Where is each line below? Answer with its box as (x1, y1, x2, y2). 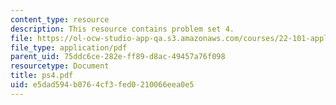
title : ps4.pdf (10, 71, 74, 81)
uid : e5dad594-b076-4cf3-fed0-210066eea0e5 (10, 80, 195, 90)
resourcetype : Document (10, 61, 110, 71)
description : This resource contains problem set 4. (10, 24, 235, 34)
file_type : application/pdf (10, 42, 128, 53)
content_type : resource (10, 14, 110, 25)
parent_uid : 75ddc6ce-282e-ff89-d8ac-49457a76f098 (10, 52, 226, 62)
